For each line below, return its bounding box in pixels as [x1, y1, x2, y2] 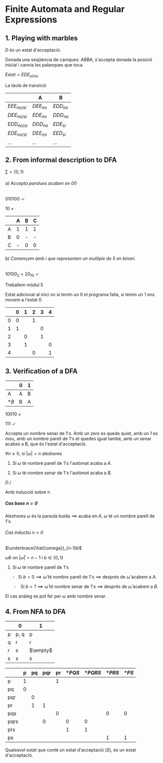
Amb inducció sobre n [5, 489, 51, 495]
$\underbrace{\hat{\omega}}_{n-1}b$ [5, 545, 82, 551]
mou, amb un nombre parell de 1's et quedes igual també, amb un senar [5, 435, 152, 441]
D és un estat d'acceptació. [5, 47, 61, 53]
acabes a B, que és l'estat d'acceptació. [5, 441, 87, 447]
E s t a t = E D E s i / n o [5, 72, 39, 79]
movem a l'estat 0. [5, 297, 43, 303]
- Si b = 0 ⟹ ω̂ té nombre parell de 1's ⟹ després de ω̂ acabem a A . [12, 574, 157, 580]
